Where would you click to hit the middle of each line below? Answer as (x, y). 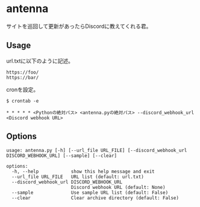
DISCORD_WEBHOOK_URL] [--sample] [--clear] (62, 156)
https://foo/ (23, 72)
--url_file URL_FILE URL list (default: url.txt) (78, 177)
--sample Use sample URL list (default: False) (90, 193)
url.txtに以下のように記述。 (40, 61)
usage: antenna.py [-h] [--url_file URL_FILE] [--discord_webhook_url (97, 150)
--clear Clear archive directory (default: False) (95, 198)
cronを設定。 (23, 89)
